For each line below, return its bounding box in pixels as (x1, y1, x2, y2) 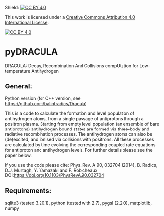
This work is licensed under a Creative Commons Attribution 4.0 (5, 14, 136, 20)
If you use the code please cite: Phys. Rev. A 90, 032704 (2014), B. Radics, (5, 162, 158, 168)
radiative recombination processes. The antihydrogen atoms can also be (5, 131, 152, 137)
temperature (5, 68, 31, 74)
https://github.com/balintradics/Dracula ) (5, 100, 87, 106)
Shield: (5, 5, 19, 10)
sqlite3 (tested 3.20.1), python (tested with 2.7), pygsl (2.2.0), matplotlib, (5, 200, 152, 206)
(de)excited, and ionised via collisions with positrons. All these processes (5, 136, 154, 142)
